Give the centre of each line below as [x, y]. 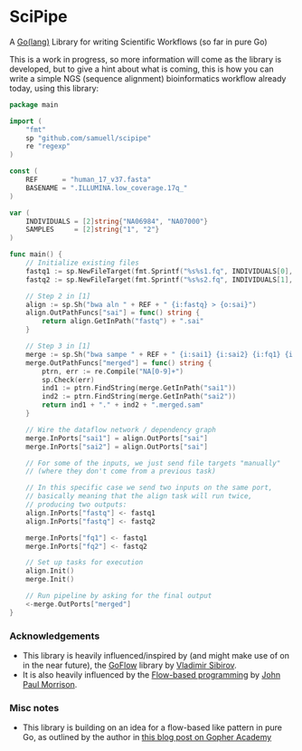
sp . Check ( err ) [68, 380]
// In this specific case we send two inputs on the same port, [149, 488]
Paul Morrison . [50, 684]
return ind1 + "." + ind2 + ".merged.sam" [123, 405]
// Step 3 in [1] [58, 346]
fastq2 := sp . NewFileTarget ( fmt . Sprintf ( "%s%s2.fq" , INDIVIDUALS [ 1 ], [160, 279]
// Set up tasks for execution [85, 563]
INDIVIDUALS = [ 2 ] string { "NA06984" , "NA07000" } [117, 221]
